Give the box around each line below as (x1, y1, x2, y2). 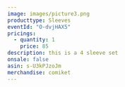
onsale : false (7, 56, 49, 63)
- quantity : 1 (13, 36, 55, 43)
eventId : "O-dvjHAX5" (7, 23, 71, 30)
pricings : (7, 29, 37, 37)
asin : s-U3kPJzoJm (7, 62, 61, 69)
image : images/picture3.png (7, 10, 90, 18)
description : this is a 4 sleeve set (7, 50, 119, 57)
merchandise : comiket (7, 69, 71, 76)
